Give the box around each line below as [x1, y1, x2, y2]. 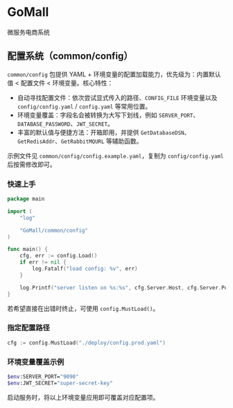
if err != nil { [19, 259, 67, 266]
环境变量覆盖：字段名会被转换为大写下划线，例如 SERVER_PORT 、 [17, 110, 200, 119]
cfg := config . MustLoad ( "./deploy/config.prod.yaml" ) [7, 339, 166, 346]
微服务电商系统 [7, 28, 50, 36]
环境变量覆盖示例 [7, 357, 64, 366]
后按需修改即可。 [7, 160, 56, 169]
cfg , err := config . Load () [19, 253, 98, 260]
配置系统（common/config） [7, 50, 133, 62]
